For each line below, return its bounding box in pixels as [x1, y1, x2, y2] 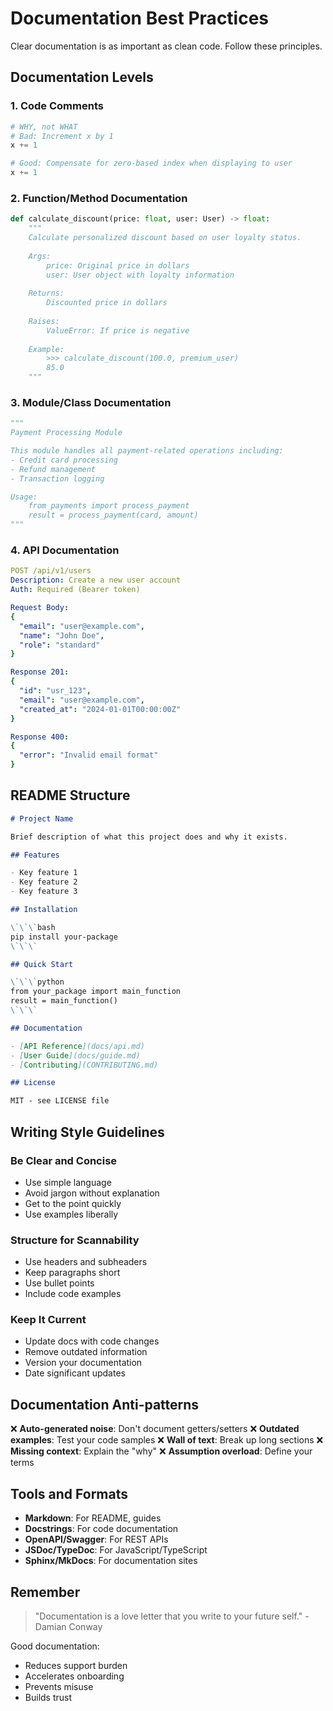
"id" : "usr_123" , [19, 686, 92, 696]
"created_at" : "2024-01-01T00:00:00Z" [19, 704, 182, 714]
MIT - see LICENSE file [10, 1096, 110, 1106]
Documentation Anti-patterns [10, 1396, 200, 1413]
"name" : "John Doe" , [19, 630, 105, 641]
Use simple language [24, 1176, 112, 1188]
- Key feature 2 [10, 877, 78, 887]
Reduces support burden [24, 1659, 128, 1671]
